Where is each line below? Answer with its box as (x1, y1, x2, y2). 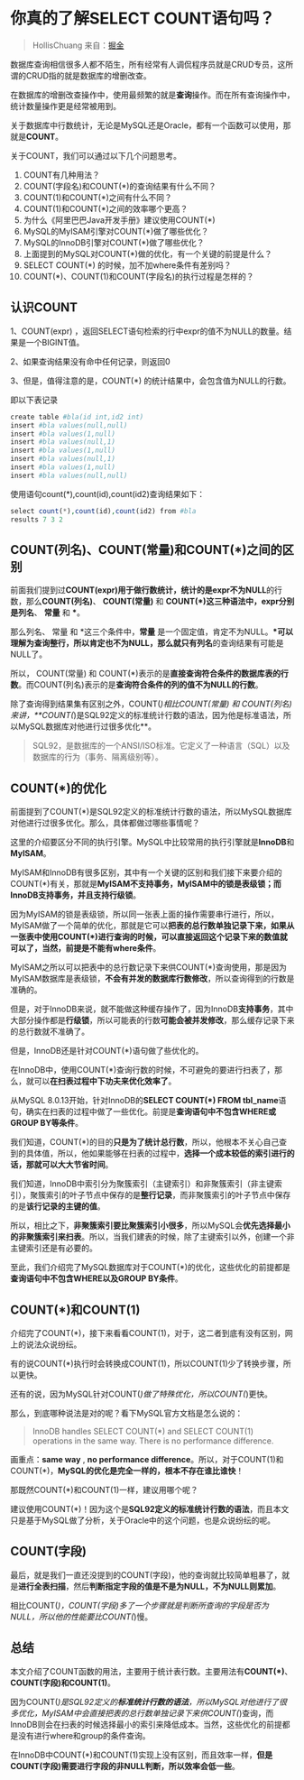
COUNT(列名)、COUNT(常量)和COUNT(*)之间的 (10, 542, 282, 558)
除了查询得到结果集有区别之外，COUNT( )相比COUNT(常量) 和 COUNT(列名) (10, 698, 292, 709)
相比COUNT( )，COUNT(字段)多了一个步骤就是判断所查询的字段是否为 (10, 1600, 270, 1610)
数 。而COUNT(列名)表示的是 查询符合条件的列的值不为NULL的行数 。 (10, 679, 263, 690)
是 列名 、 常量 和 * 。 (10, 607, 85, 618)
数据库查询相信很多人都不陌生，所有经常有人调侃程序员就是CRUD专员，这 (10, 59, 286, 69)
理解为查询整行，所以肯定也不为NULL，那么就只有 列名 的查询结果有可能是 (10, 638, 284, 649)
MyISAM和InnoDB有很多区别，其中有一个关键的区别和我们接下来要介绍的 (10, 867, 282, 878)
